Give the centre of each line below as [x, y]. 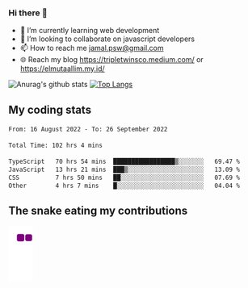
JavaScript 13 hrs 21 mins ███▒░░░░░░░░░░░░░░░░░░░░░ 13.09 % [124, 170]
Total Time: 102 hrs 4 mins [56, 146]
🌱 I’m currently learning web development [90, 31]
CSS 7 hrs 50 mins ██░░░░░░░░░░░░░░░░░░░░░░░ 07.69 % [124, 178]
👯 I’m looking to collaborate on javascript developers [107, 39]
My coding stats [50, 109]
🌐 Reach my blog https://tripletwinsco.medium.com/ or [111, 60]
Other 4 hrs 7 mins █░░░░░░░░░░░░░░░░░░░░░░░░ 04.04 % [124, 186]
